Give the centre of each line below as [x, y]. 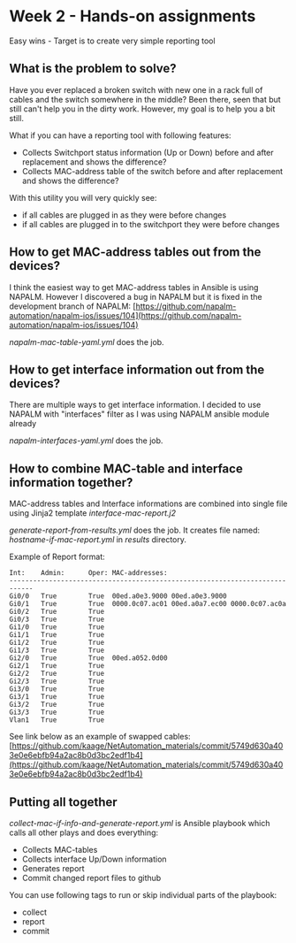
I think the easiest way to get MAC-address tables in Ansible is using [134, 287]
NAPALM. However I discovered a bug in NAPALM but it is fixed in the [136, 296]
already [23, 424]
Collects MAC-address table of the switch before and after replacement [152, 171]
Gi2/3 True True [57, 682]
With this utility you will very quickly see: [83, 197]
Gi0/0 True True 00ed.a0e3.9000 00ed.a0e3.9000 [118, 596]
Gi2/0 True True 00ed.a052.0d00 [88, 658]
